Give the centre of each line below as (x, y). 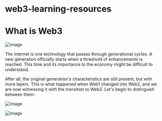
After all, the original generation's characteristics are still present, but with (79, 79)
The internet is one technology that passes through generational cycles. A (79, 54)
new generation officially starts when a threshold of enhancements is (74, 59)
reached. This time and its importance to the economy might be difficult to (79, 65)
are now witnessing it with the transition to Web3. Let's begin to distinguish (80, 89)
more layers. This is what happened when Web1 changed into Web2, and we (81, 84)
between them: (20, 95)
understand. (17, 69)
